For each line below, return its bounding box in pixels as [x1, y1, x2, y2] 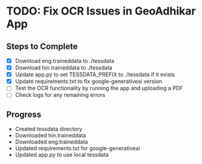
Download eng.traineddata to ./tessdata [15, 57, 115, 64]
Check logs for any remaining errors [15, 91, 106, 99]
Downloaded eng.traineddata [15, 138, 88, 146]
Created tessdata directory [15, 125, 82, 133]
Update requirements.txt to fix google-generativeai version [15, 77, 163, 85]
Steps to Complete [6, 41, 78, 51]
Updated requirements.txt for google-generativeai [15, 145, 141, 152]
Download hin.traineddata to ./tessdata [15, 64, 113, 71]
